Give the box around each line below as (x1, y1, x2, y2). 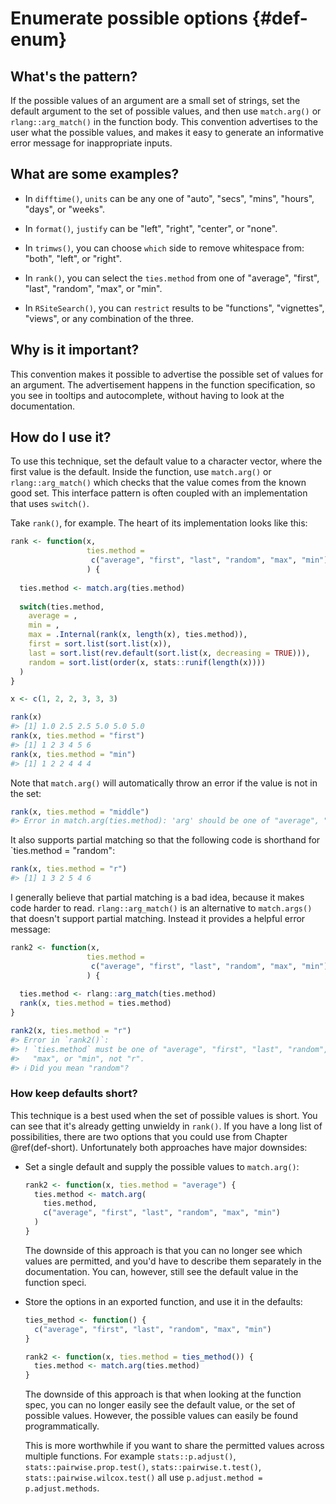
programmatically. (24, 1420, 100, 1432)
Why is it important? (10, 342, 140, 359)
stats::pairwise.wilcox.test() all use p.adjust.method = (24, 1472, 263, 1484)
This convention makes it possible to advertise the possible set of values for (10, 368, 324, 380)
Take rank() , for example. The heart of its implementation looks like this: (10, 517, 308, 529)
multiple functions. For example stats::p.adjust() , (24, 1450, 237, 1462)
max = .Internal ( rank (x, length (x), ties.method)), (28, 630, 248, 640)
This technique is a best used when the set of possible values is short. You (10, 1109, 318, 1121)
